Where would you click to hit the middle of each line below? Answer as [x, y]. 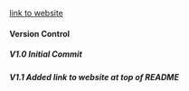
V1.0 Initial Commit [46, 54]
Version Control [40, 33]
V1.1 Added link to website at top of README [94, 77]
